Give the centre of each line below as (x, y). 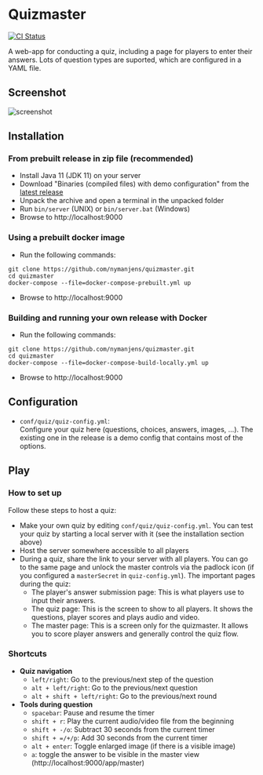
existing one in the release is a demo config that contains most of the (131, 438)
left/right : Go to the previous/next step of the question (122, 679)
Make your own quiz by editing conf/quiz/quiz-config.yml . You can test (136, 525)
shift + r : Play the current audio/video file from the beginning (132, 721)
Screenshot (37, 93)
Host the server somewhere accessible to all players (104, 550)
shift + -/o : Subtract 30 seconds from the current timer (123, 729)
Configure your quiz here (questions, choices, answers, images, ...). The (136, 429)
